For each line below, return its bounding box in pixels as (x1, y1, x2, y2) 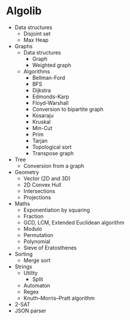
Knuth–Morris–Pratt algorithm (23, 295, 95, 302)
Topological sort (32, 143, 72, 151)
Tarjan (32, 137, 48, 144)
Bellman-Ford (32, 74, 66, 81)
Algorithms (23, 68, 50, 75)
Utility (23, 269, 38, 276)
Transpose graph (32, 149, 74, 156)
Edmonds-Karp (32, 93, 69, 100)
